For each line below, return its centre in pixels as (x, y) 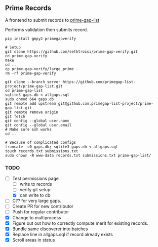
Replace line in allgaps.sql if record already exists (62, 234)
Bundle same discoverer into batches (50, 229)
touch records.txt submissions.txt (42, 151)
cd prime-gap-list (24, 90)
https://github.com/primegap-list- (99, 82)
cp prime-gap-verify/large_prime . (42, 69)
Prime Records (28, 8)
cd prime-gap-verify (26, 56)
